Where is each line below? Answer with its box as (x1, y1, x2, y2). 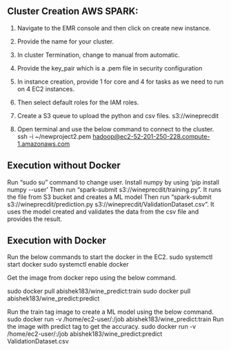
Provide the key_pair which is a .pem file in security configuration (17, 64, 203, 72)
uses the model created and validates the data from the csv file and (7, 207, 199, 216)
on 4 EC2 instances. (17, 84, 74, 93)
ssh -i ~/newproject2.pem (17, 132, 92, 140)
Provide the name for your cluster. (17, 37, 114, 46)
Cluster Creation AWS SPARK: (7, 6, 139, 17)
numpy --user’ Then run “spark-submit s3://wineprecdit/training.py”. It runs (7, 185, 222, 193)
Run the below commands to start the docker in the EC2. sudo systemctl (7, 253, 213, 261)
